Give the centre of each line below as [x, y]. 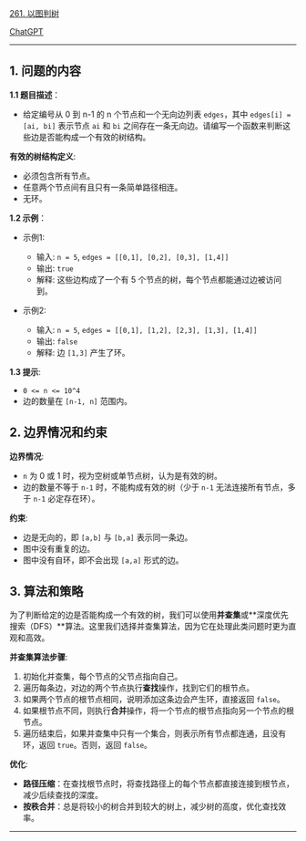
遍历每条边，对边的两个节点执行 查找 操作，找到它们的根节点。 [138, 688]
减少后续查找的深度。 [62, 795]
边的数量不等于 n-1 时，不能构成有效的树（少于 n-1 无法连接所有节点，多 [159, 487]
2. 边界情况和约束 [58, 433]
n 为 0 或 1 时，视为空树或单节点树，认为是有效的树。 [122, 475]
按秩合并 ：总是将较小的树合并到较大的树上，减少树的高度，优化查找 [150, 806]
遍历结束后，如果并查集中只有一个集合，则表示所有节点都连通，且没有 [154, 733]
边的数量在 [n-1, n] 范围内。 [77, 400]
